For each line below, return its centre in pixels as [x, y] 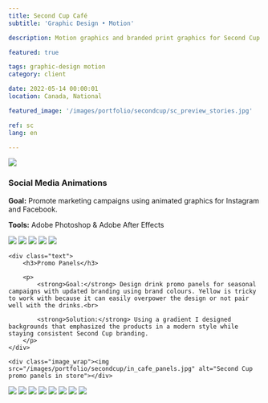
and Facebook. [33, 209]
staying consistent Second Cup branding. [79, 333]
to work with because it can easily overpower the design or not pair [129, 298]
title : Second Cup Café [48, 16]
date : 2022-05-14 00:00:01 [53, 89]
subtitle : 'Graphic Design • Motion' [71, 23]
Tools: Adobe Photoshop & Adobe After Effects [86, 224]
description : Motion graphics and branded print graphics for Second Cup [134, 38]
